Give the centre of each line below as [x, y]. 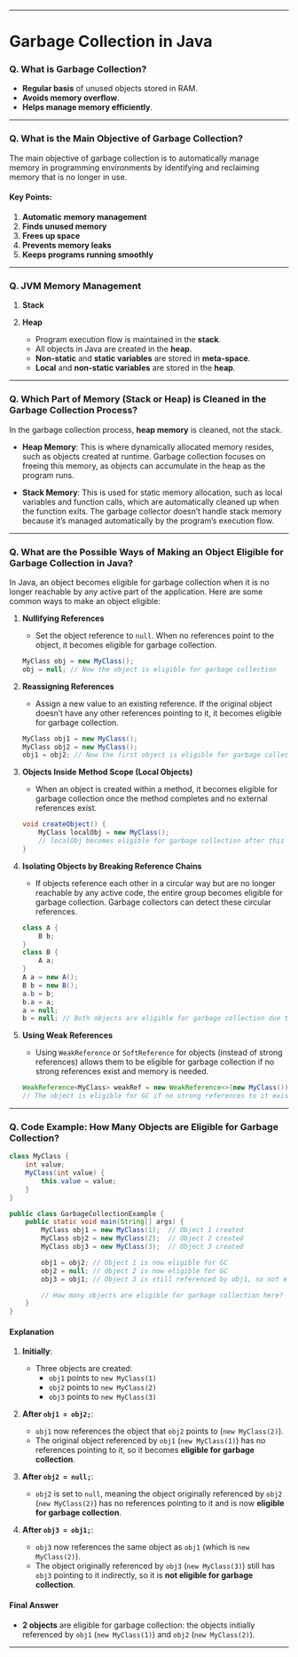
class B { [40, 953]
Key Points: [31, 197]
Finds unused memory [64, 226]
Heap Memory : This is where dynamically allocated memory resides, [148, 447]
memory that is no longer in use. [68, 177]
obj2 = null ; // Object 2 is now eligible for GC [134, 1271]
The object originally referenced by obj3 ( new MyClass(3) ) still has [155, 1566]
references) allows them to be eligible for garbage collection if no [155, 1062]
